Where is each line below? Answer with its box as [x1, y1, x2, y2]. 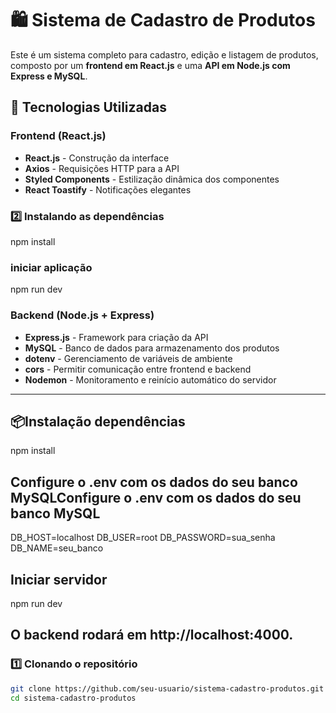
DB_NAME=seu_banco [10, 542, 104, 554]
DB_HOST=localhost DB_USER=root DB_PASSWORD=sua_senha [10, 532, 276, 544]
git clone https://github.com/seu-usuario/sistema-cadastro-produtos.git [10, 683, 325, 694]
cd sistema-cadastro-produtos [10, 693, 137, 703]
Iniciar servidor [10, 571, 108, 588]
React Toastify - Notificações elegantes [24, 183, 192, 196]
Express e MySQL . [10, 70, 88, 82]
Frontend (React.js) [10, 129, 107, 143]
